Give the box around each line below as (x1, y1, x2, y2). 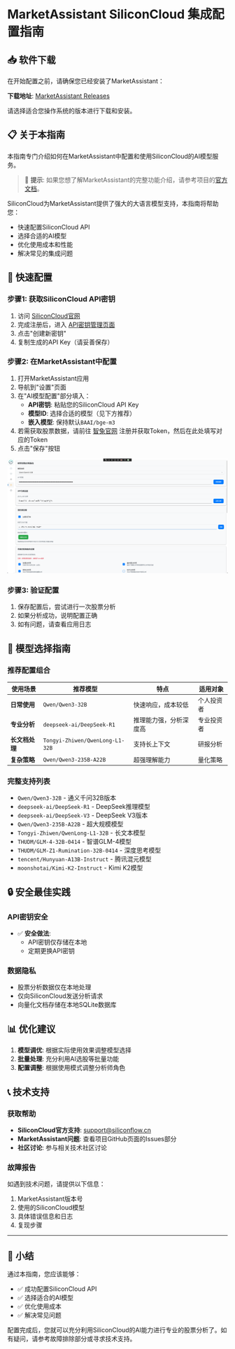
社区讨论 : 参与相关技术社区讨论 (17, 1143, 107, 1152)
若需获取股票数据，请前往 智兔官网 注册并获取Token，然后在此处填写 (17, 426, 217, 435)
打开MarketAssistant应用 (17, 374, 90, 382)
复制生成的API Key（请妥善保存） (17, 337, 114, 346)
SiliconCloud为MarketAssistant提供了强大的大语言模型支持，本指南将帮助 (7, 199, 219, 207)
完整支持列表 (7, 777, 51, 786)
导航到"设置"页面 (17, 383, 66, 391)
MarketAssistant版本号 (17, 1194, 83, 1203)
